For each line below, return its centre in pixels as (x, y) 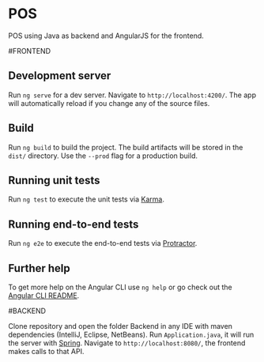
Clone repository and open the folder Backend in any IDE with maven (121, 326)
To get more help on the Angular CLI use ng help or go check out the (120, 287)
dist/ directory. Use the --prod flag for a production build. (103, 156)
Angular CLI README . (44, 296)
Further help (40, 268)
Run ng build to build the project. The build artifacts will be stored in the (126, 147)
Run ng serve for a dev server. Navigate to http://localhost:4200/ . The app (132, 95)
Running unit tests (54, 180)
